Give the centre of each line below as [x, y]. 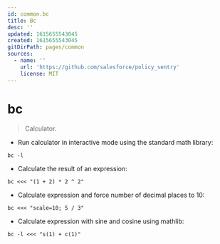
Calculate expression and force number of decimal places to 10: [111, 195]
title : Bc [22, 21]
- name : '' [30, 61]
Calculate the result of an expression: [73, 169]
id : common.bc [28, 14]
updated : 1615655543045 [43, 34]
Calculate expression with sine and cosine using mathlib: [101, 221]
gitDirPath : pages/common [46, 47]
